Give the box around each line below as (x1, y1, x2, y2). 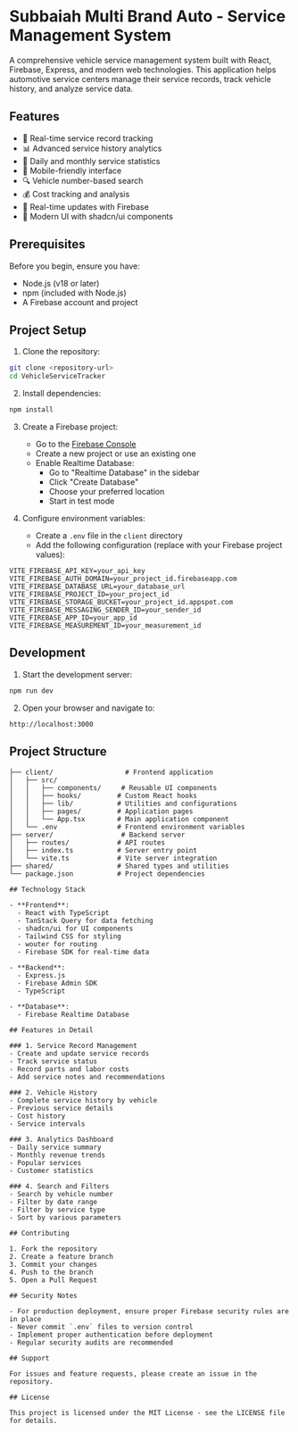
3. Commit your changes (9, 1260, 98, 1269)
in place (9, 1314, 42, 1323)
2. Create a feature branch (9, 1252, 114, 1261)
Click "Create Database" (48, 477, 139, 487)
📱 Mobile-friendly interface (21, 165, 122, 176)
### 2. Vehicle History (9, 1087, 98, 1097)
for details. (9, 1416, 58, 1425)
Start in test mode (48, 495, 115, 506)
